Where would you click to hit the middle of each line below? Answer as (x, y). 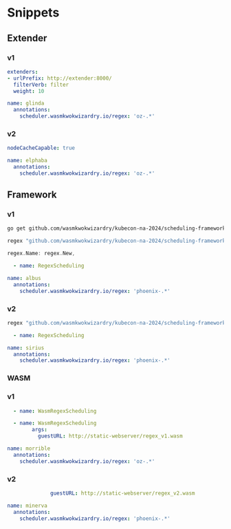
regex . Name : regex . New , (41, 253)
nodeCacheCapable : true (41, 148)
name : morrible (29, 449)
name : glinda (26, 104)
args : (40, 430)
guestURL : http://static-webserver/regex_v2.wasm (123, 493)
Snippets (33, 13)
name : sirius (26, 348)
